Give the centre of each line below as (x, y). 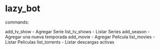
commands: (17, 22)
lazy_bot (23, 9)
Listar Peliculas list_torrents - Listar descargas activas (60, 42)
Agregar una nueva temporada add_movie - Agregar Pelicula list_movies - (80, 37)
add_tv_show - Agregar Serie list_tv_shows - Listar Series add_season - (78, 31)
